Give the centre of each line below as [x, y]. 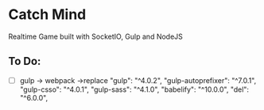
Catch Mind [47, 15]
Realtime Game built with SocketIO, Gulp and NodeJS [95, 36]
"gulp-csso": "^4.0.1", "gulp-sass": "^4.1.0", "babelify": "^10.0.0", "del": [134, 89]
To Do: [25, 61]
